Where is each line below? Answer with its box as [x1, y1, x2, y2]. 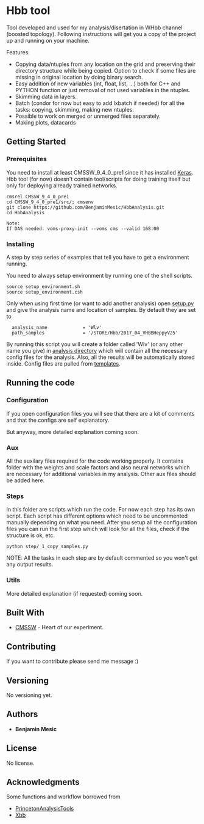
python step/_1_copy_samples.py [6, 544, 88, 550]
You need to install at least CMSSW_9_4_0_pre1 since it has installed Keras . [6, 168, 194, 176]
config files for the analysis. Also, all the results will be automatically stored [6, 353, 195, 361]
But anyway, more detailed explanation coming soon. [6, 428, 139, 435]
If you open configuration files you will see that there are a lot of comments [6, 410, 195, 417]
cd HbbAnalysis [6, 209, 45, 215]
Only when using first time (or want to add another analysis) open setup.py [6, 300, 194, 307]
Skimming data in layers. [15, 93, 77, 100]
